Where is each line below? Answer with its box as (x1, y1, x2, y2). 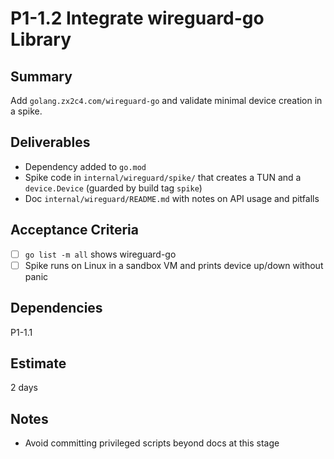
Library (10, 28, 72, 51)
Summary (10, 68, 73, 85)
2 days (10, 382, 38, 394)
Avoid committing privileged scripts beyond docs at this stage (24, 437, 280, 449)
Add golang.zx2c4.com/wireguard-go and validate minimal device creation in (10, 95, 323, 106)
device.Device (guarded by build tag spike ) (24, 182, 203, 194)
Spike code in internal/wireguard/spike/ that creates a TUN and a (24, 171, 302, 183)
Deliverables (10, 134, 91, 151)
